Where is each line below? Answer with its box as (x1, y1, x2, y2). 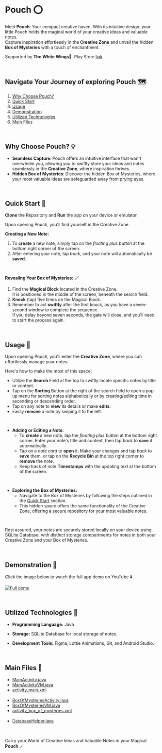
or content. (12, 383, 34, 389)
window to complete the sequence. (28, 307, 98, 313)
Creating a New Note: (5, 231, 49, 237)
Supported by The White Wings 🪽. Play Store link (5, 53, 103, 59)
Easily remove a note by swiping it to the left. (12, 409, 102, 415)
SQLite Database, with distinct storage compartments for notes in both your (5, 532, 156, 538)
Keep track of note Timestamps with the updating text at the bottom (19, 464, 156, 469)
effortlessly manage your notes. (5, 359, 69, 365)
